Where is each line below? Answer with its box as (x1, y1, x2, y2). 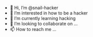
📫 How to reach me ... (9, 26, 56, 32)
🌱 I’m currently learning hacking (9, 15, 76, 21)
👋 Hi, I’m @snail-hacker (9, 5, 58, 10)
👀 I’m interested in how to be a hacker (9, 10, 88, 16)
